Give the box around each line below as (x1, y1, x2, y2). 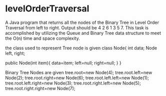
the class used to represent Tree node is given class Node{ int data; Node (5, 45, 157, 51)
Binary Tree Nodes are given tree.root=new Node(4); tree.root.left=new (5, 69, 152, 75)
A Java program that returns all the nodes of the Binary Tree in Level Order (5, 19, 159, 25)
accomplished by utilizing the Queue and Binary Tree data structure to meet (5, 30, 161, 36)
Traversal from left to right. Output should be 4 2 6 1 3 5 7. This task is (5, 24, 149, 30)
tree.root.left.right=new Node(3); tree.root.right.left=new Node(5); (5, 80, 141, 86)
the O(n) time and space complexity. (5, 35, 80, 41)
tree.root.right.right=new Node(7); (5, 85, 75, 91)
